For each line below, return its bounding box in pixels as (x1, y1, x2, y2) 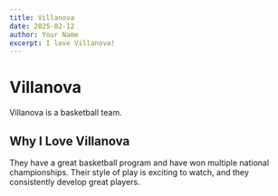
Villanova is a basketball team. (9, 107, 122, 118)
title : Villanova (9, 13, 75, 23)
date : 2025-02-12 (9, 22, 75, 31)
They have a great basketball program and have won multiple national (9, 157, 270, 168)
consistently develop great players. (9, 177, 140, 187)
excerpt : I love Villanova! (9, 38, 116, 48)
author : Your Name (9, 30, 79, 39)
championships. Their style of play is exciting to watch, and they (9, 167, 249, 177)
